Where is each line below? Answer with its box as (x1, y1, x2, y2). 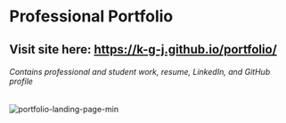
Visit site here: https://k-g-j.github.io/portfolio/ (9, 42, 278, 57)
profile (9, 76, 34, 86)
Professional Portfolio (9, 6, 174, 27)
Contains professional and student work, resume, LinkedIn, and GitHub (9, 67, 271, 78)
